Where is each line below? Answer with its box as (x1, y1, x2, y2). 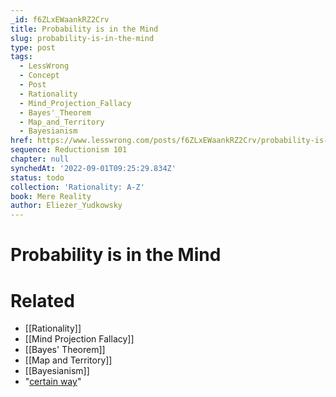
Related (10, 289, 75, 312)
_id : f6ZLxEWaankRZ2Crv (10, 14, 110, 25)
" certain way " (24, 376, 82, 388)
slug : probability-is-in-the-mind (10, 33, 155, 43)
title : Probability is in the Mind (10, 24, 159, 34)
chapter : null (10, 154, 70, 164)
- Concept (19, 71, 60, 81)
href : (10, 136, 33, 146)
